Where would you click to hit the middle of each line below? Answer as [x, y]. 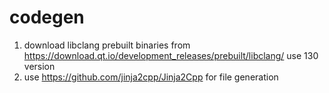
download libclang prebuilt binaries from [107, 45]
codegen [47, 17]
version [39, 66]
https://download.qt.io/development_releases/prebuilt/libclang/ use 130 [171, 55]
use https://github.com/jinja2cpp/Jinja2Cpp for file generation [151, 77]
